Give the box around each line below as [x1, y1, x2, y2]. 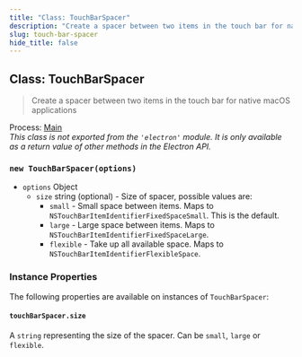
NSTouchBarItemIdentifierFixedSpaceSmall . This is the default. [49, 210, 280, 221]
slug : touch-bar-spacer [9, 30, 99, 39]
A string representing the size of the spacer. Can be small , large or [9, 329, 261, 341]
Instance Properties [9, 271, 98, 283]
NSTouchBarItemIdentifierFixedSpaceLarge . [49, 230, 209, 240]
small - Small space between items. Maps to [49, 201, 214, 212]
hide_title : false [9, 38, 78, 48]
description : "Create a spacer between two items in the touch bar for [9, 22, 283, 30]
